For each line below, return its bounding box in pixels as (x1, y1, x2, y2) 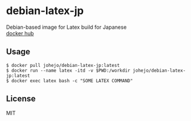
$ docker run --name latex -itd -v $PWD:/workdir (6, 68, 131, 73)
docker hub (6, 29, 34, 36)
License (6, 94, 36, 104)
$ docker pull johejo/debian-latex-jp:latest (6, 62, 120, 68)
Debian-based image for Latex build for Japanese (6, 23, 127, 31)
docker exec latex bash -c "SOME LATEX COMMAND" (11, 78, 133, 83)
